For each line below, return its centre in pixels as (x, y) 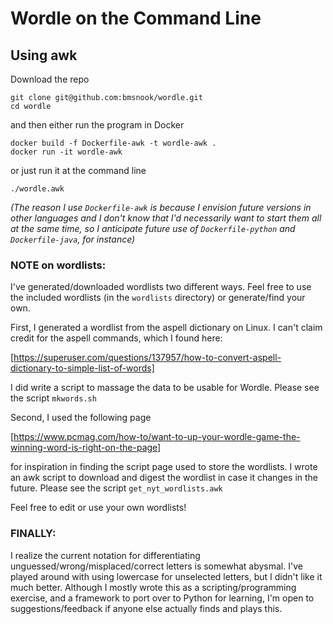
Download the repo (50, 79)
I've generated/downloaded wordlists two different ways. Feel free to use (161, 287)
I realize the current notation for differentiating (105, 555)
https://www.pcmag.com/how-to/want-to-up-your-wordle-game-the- (157, 437)
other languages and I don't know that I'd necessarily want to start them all (166, 218)
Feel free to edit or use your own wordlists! (98, 508)
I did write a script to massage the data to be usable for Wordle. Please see (165, 388)
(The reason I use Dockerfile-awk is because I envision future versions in (161, 207)
